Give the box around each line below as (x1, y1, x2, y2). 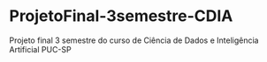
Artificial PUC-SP (9, 44, 72, 54)
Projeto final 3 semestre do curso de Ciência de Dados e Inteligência (9, 35, 259, 45)
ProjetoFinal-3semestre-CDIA (9, 6, 233, 26)
